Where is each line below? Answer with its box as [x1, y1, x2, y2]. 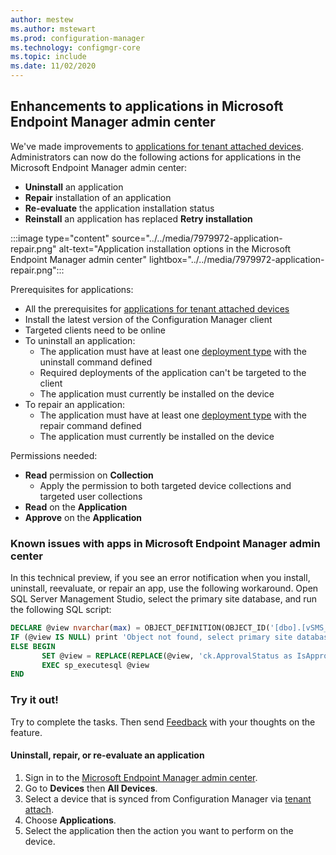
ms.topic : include [10, 52, 87, 62]
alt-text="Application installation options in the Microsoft [58, 242, 292, 255]
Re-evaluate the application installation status [24, 202, 215, 214]
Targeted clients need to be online [24, 324, 166, 336]
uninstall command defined [39, 356, 153, 368]
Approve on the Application [24, 511, 142, 523]
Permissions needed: [10, 449, 98, 461]
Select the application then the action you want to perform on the [24, 824, 294, 836]
